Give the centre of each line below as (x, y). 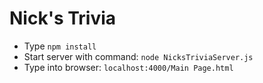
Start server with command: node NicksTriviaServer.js (138, 56)
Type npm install (60, 46)
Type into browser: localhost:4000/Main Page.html (128, 67)
